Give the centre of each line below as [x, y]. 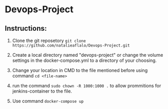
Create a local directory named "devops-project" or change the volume [88, 55]
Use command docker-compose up [48, 101]
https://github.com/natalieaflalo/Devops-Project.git [71, 46]
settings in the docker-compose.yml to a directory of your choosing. [85, 60]
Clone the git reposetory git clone [49, 40]
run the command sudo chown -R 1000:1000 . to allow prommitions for [87, 86]
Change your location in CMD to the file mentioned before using [80, 70]
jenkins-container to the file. [42, 91]
